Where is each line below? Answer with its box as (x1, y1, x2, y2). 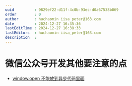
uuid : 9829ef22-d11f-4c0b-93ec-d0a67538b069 (5, 7, 119, 12)
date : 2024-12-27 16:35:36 (5, 21, 81, 26)
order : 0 (5, 12, 41, 17)
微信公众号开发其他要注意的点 (5, 58, 128, 70)
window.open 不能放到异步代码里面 (12, 75, 85, 81)
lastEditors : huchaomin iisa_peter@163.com (5, 30, 101, 35)
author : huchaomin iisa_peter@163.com (5, 16, 101, 21)
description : (5, 35, 37, 40)
